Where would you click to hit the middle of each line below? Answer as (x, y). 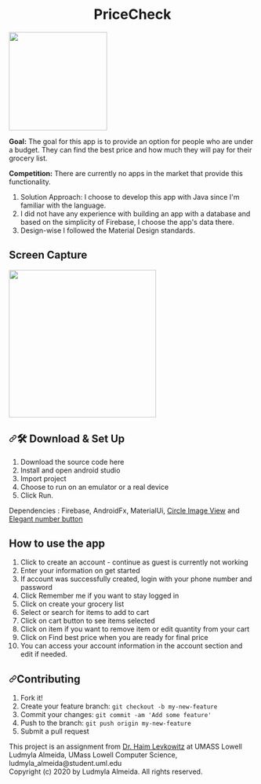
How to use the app (57, 543)
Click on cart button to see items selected (87, 621)
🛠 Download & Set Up (71, 439)
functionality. (30, 182)
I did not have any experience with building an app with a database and (135, 213)
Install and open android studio (70, 470)
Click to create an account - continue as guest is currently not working (134, 562)
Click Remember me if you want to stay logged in (100, 596)
